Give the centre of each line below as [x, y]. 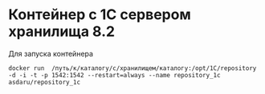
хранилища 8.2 [61, 31]
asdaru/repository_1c [45, 82]
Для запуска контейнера [51, 53]
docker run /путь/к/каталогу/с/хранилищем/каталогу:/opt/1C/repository [132, 68]
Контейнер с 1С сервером [100, 15]
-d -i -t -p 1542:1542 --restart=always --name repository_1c [114, 75]
